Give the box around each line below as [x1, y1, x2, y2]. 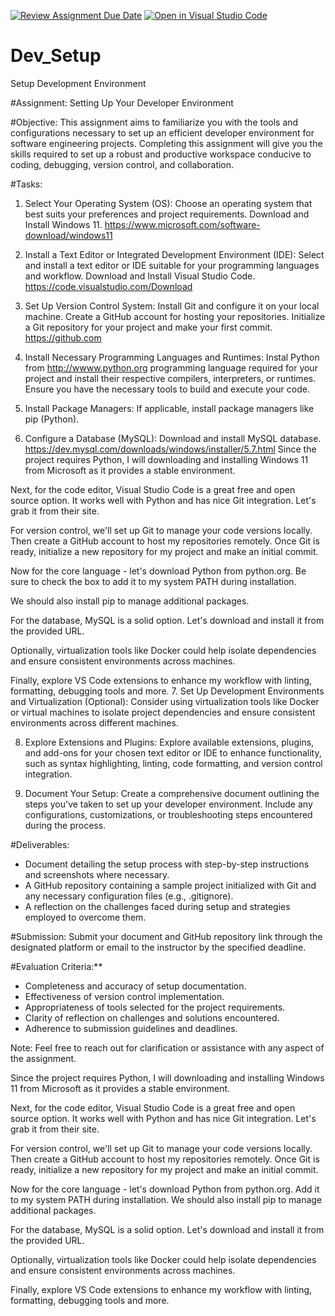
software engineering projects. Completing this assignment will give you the [10, 137, 323, 149]
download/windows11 [24, 229, 113, 241]
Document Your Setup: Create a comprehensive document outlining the [24, 787, 320, 799]
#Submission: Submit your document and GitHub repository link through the [10, 930, 323, 942]
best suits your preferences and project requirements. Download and [24, 208, 310, 220]
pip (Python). [24, 413, 80, 425]
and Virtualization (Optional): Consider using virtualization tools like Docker [10, 695, 320, 707]
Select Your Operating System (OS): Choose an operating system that [24, 197, 313, 209]
